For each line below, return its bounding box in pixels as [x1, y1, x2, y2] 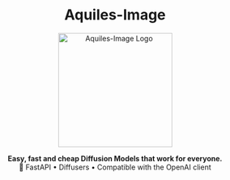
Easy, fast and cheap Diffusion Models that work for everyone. [7, 153, 223, 163]
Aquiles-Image [63, 6, 167, 24]
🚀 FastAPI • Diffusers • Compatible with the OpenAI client [19, 162, 211, 172]
